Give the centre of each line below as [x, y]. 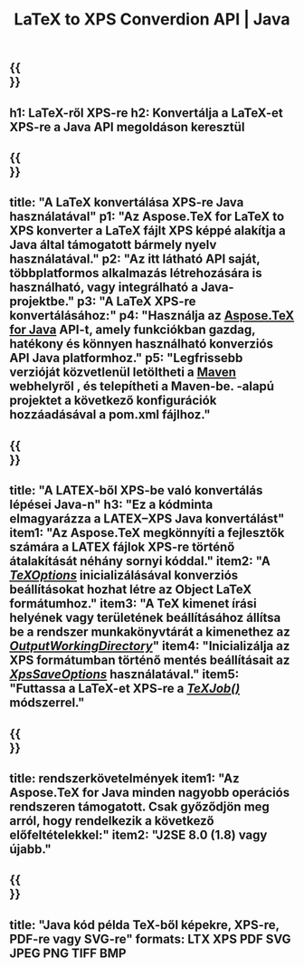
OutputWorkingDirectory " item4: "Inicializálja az [150, 646]
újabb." [30, 849]
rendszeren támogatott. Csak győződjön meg [139, 806]
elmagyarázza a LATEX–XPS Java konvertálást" [147, 519]
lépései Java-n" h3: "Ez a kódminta [111, 505]
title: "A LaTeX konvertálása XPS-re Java [127, 202]
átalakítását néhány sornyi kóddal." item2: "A [140, 561]
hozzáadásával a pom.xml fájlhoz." [110, 415]
